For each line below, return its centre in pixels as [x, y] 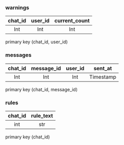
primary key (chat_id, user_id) [36, 42]
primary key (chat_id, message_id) [42, 89]
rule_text [42, 115]
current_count [72, 21]
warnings [17, 8]
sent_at [103, 68]
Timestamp [103, 77]
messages [18, 55]
